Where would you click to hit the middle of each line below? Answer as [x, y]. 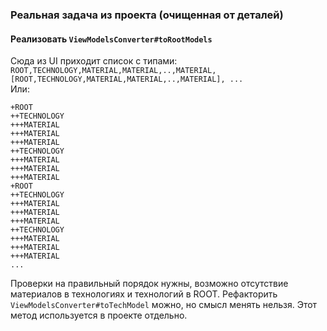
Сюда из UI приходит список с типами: [94, 61]
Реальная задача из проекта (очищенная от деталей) [147, 15]
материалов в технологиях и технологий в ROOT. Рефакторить [144, 294]
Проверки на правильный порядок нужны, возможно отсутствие [149, 284]
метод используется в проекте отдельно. [99, 315]
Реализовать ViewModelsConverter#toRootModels [111, 39]
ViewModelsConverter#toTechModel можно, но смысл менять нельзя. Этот [164, 305]
